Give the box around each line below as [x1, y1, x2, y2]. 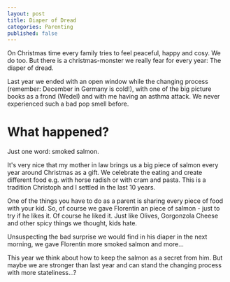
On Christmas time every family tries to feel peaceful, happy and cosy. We [7, 49, 222, 57]
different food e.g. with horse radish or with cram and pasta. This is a [7, 176, 206, 184]
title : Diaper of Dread [7, 17, 77, 24]
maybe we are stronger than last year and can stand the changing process [7, 261, 222, 269]
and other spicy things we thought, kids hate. [7, 219, 138, 227]
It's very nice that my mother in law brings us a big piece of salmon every [7, 161, 219, 169]
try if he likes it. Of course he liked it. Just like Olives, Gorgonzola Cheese [7, 211, 219, 220]
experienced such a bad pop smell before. [7, 99, 129, 108]
